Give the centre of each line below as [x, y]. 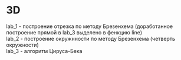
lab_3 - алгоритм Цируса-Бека [44, 51]
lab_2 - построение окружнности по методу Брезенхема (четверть [91, 38]
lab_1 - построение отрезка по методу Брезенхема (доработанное [90, 26]
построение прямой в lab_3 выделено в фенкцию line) [74, 32]
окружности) [23, 45]
